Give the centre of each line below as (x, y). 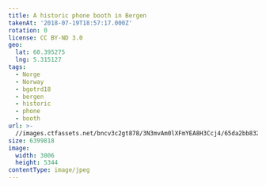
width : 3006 (35, 155)
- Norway (30, 82)
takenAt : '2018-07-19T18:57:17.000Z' (70, 23)
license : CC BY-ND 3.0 (46, 38)
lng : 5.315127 (38, 60)
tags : (17, 67)
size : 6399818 (32, 140)
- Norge (28, 74)
